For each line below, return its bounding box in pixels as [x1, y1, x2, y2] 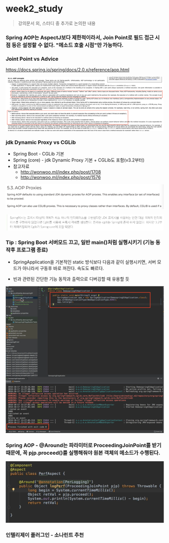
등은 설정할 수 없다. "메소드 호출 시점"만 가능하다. [11, 41, 124, 48]
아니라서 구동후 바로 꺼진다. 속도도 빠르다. [22, 265, 104, 271]
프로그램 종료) [16, 246, 48, 253]
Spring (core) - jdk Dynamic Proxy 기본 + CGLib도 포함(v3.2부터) [13, 157, 145, 163]
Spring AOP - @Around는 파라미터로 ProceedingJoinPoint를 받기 [6, 442, 162, 449]
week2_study [6, 3, 63, 15]
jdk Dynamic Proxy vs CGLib [6, 139, 76, 146]
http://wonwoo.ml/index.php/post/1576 [20, 174, 101, 181]
